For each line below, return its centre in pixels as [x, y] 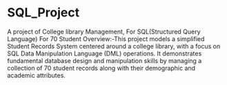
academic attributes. [36, 75]
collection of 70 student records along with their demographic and [101, 68]
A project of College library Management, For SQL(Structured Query [104, 32]
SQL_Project [43, 13]
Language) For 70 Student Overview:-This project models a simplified [106, 38]
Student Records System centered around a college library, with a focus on [114, 46]
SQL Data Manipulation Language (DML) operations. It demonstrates [105, 53]
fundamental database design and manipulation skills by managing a [105, 60]
